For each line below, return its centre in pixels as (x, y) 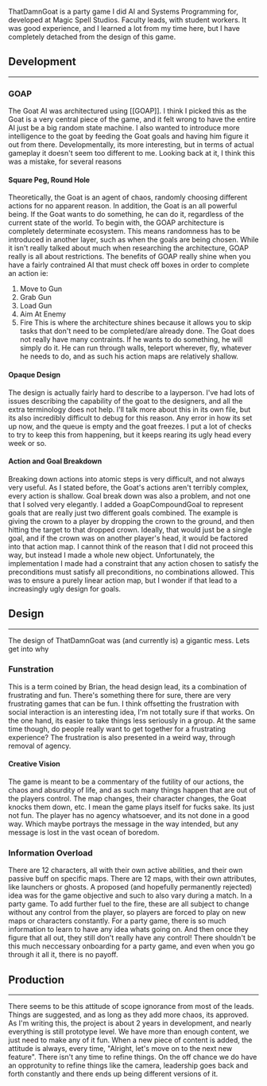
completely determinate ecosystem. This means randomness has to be (124, 231)
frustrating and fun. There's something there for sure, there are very (120, 695)
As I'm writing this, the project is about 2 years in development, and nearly (130, 1023)
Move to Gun (41, 289)
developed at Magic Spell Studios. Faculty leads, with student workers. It (128, 20)
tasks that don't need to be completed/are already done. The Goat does (137, 331)
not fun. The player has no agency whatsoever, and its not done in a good (129, 816)
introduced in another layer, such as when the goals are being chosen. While (133, 240)
